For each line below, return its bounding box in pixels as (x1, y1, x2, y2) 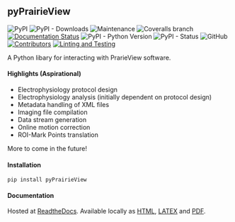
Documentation (7, 191, 55, 199)
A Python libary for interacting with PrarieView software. (7, 53, 171, 62)
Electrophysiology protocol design (17, 85, 118, 94)
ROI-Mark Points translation (17, 131, 99, 139)
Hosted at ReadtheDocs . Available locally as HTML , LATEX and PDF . (7, 207, 206, 216)
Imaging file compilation (17, 108, 88, 116)
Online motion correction (17, 123, 91, 132)
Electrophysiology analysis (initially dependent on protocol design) (17, 93, 212, 101)
